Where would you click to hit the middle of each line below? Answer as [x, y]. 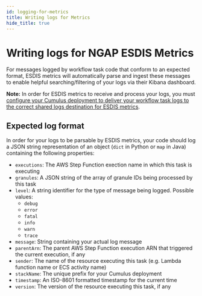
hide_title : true [28, 23]
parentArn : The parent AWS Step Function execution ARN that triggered [104, 248]
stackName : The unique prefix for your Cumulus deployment [88, 274]
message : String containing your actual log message [78, 242]
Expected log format [45, 126]
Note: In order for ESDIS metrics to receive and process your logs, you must [101, 94]
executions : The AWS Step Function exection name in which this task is [103, 165]
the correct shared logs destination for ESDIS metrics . [73, 107]
